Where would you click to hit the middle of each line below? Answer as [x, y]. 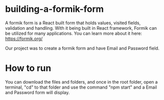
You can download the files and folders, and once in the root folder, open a [82, 82]
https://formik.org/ [24, 39]
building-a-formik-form [55, 9]
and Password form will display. [38, 92]
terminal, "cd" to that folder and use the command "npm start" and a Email [81, 87]
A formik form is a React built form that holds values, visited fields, [73, 23]
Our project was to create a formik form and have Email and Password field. [82, 48]
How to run [28, 68]
